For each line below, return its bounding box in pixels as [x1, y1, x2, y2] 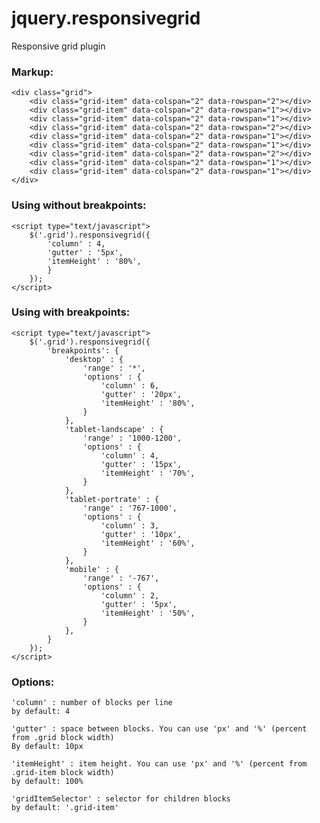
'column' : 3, [100, 520, 160, 531]
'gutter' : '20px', [100, 389, 183, 399]
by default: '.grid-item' [11, 803, 119, 813]
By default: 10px [11, 742, 84, 752]
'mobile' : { [64, 564, 119, 574]
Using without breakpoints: [11, 198, 147, 212]
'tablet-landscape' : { [64, 424, 164, 434]
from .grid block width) [11, 733, 115, 743]
